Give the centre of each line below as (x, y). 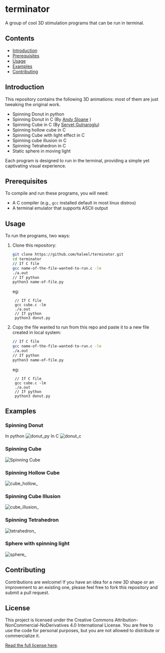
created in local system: (37, 332)
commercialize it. (23, 636)
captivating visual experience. (36, 166)
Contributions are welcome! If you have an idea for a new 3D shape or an (80, 582)
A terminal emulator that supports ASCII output (60, 208)
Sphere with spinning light (37, 543)
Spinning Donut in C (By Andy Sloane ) (52, 119)
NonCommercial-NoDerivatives (37, 625)
